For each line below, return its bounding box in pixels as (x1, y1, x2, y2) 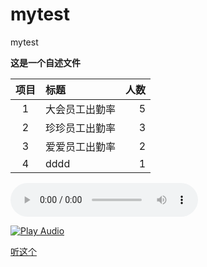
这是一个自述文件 (10, 56, 81, 68)
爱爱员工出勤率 (45, 139, 117, 153)
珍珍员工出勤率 (45, 121, 117, 135)
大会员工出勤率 (45, 102, 117, 116)
